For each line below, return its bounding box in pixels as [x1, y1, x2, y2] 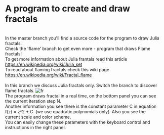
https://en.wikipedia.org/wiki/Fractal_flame [5, 72, 92, 78]
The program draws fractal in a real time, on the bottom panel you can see [5, 92, 157, 99]
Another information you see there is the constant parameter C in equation [5, 103, 157, 109]
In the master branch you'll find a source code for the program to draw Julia [5, 35, 160, 41]
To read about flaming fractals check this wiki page [5, 66, 110, 72]
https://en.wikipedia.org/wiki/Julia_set [5, 61, 82, 67]
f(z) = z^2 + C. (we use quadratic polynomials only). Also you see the [5, 108, 146, 114]
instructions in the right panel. [5, 124, 66, 130]
